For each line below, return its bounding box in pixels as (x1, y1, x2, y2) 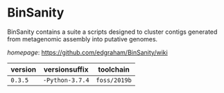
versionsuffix (44, 64, 89, 74)
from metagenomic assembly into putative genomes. (7, 34, 158, 43)
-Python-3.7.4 (42, 76, 89, 84)
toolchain (98, 64, 130, 74)
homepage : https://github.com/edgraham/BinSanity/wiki (7, 48, 168, 56)
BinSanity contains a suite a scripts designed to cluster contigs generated (7, 28, 218, 36)
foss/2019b (96, 76, 132, 84)
